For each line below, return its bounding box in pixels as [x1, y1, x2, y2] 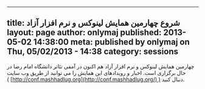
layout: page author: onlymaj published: [7, 27, 162, 38]
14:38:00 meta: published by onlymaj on [33, 37, 190, 48]
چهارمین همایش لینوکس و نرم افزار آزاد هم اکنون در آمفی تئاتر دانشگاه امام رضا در [7, 62, 195, 70]
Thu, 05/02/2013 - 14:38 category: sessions [7, 46, 179, 57]
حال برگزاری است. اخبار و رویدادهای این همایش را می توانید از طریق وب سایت [7, 69, 186, 76]
